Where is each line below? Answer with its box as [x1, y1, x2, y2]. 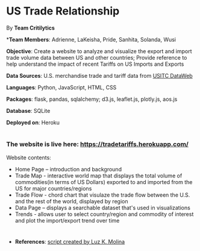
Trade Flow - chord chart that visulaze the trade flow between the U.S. [14, 191, 190, 199]
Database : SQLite [6, 107, 51, 114]
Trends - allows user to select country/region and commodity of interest [14, 210, 194, 218]
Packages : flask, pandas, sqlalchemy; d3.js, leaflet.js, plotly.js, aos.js [6, 95, 178, 103]
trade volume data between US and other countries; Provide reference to [6, 54, 187, 61]
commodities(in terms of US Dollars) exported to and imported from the [14, 178, 193, 185]
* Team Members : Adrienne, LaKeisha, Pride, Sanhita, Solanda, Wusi [6, 36, 177, 43]
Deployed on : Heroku [6, 119, 60, 126]
